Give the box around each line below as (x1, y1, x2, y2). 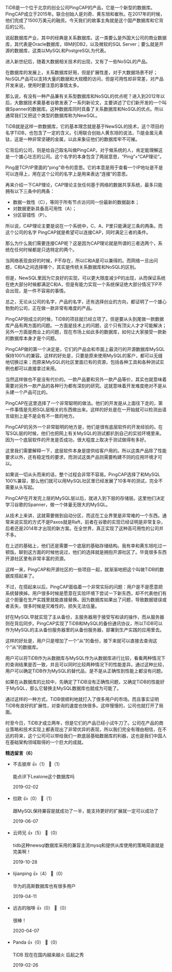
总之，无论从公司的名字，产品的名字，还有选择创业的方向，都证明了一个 (5, 298, 158, 305)
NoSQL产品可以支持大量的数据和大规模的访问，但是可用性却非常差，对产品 (5, 76, 164, 82)
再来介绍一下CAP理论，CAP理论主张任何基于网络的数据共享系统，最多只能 (5, 182, 163, 188)
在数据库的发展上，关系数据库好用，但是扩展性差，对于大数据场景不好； (5, 69, 158, 76)
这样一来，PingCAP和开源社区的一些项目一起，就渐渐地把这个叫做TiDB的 (5, 567, 160, 572)
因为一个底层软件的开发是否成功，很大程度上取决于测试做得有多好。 (5, 437, 149, 443)
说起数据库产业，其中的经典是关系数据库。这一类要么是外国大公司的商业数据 (5, 35, 167, 41)
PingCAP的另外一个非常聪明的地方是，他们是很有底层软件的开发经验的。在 (5, 424, 163, 430)
